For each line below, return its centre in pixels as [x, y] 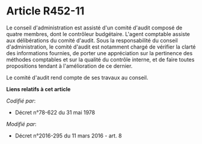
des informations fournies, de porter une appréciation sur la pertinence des [99, 53]
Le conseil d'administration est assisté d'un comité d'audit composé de [94, 28]
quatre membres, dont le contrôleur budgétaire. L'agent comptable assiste [98, 34]
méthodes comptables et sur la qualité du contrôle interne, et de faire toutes [100, 59]
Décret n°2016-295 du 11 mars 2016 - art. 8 [68, 136]
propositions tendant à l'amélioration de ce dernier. [69, 66]
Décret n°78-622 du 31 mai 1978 [55, 112]
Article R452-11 [45, 11]
